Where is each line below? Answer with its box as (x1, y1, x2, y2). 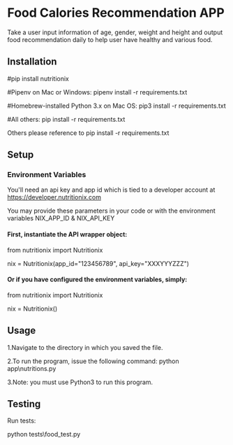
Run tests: (7, 416, 36, 425)
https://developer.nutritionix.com (7, 193, 101, 202)
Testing (7, 398, 41, 410)
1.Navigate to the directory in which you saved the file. (7, 343, 163, 351)
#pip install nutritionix (7, 74, 70, 83)
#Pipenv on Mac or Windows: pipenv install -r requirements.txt (7, 87, 188, 96)
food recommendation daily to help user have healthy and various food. (7, 35, 213, 43)
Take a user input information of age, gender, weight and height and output (7, 28, 223, 36)
